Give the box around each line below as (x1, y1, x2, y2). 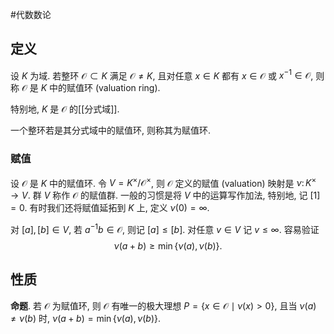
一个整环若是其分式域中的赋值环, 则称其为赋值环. (10, 124, 212, 137)
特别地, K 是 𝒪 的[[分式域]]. (10, 103, 120, 115)
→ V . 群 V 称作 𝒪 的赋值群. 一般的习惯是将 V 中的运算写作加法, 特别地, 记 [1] (10, 189, 321, 202)
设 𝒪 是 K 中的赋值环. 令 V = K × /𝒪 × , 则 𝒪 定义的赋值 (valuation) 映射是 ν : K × (10, 175, 317, 189)
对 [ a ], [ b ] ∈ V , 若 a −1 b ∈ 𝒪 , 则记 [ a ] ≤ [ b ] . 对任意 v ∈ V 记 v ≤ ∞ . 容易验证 (10, 222, 320, 236)
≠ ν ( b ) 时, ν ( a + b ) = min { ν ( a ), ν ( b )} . (10, 312, 162, 324)
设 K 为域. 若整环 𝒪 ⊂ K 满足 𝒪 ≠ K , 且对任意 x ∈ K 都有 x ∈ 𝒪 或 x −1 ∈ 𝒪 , (10, 68, 314, 82)
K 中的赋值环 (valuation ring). (40, 82, 161, 94)
